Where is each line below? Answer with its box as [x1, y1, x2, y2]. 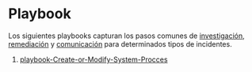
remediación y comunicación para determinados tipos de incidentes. [8, 39, 232, 48]
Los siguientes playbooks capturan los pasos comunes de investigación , [8, 31, 246, 40]
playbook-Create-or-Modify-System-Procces [19, 55, 168, 64]
